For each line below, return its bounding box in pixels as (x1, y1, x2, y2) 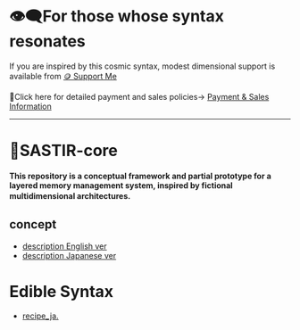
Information (9, 101, 52, 111)
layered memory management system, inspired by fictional (9, 179, 234, 191)
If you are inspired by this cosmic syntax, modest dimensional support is (9, 61, 276, 71)
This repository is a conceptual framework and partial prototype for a (9, 170, 272, 181)
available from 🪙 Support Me (9, 70, 118, 81)
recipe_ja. (21, 310, 60, 321)
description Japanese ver (21, 250, 117, 260)
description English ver (21, 241, 107, 252)
